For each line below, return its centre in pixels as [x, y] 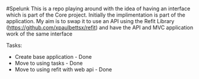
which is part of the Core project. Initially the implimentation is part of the [96, 15]
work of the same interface [39, 34]
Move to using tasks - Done [49, 63]
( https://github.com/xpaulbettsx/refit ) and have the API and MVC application [100, 27]
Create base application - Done [53, 57]
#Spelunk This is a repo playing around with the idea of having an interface [98, 9]
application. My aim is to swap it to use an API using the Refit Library [90, 21]
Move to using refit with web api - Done [63, 69]
